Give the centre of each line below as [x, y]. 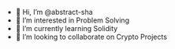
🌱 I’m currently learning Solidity [67, 28]
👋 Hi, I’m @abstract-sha [54, 12]
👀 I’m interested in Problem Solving [73, 20]
